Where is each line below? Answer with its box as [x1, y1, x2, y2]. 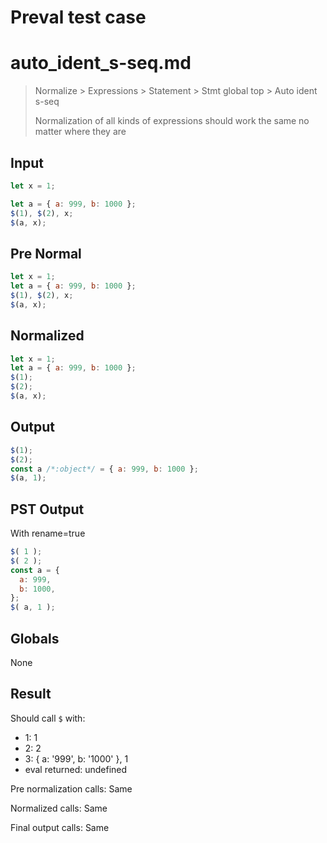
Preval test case [10, 6, 147, 29]
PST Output [10, 501, 85, 518]
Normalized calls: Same [10, 802, 108, 814]
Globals [10, 630, 60, 647]
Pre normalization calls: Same [10, 782, 133, 795]
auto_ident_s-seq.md [10, 52, 192, 75]
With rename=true [10, 527, 86, 540]
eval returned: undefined [24, 763, 128, 775]
